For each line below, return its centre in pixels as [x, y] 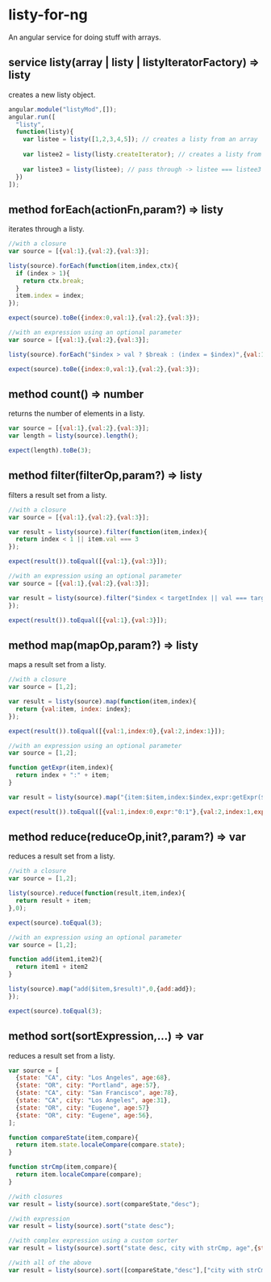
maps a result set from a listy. [57, 665]
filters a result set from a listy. [58, 495]
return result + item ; [54, 901]
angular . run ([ [32, 117]
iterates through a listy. [46, 229]
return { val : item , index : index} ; [73, 709]
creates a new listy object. [52, 94]
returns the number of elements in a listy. [77, 414]
